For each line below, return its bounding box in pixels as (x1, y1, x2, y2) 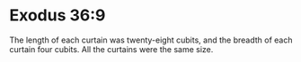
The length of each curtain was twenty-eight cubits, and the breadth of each (9, 35, 293, 45)
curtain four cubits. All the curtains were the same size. (9, 43, 214, 54)
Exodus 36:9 (9, 5, 106, 26)
